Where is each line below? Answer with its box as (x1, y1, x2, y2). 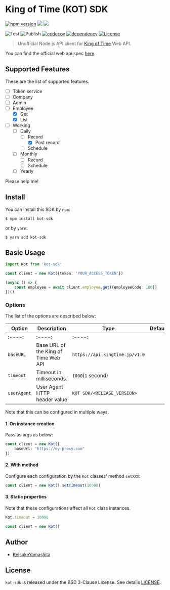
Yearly (20, 168, 34, 174)
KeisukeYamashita (12, 551, 51, 557)
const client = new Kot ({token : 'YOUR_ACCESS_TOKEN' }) (5, 271, 123, 276)
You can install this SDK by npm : (5, 206, 71, 212)
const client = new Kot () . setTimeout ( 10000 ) (5, 483, 101, 488)
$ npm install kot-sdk (5, 216, 53, 221)
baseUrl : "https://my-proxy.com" (14, 446, 85, 451)
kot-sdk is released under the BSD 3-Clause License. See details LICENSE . (5, 579, 161, 585)
